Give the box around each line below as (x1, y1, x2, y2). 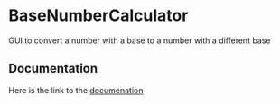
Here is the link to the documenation (8, 84, 144, 95)
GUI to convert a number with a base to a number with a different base (8, 35, 272, 46)
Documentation (8, 61, 98, 76)
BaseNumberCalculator (8, 5, 189, 26)
